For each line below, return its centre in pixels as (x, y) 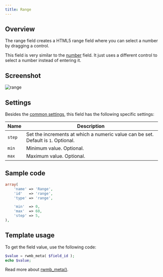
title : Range (18, 9)
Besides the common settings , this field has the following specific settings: (80, 114)
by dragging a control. (27, 46)
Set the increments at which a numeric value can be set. (90, 135)
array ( (12, 185)
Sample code (25, 173)
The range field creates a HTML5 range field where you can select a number (81, 41)
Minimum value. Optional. (55, 148)
